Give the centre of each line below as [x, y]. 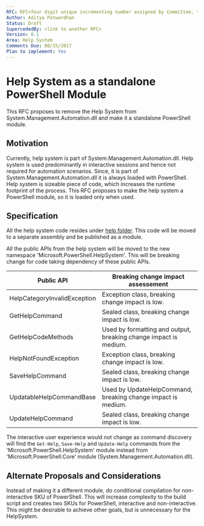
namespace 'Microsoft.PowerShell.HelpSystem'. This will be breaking [93, 255]
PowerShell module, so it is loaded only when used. [71, 197]
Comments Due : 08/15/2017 [39, 46]
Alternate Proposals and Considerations [84, 476]
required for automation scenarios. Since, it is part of [72, 171]
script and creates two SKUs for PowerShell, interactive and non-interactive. [102, 504]
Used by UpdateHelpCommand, [148, 390]
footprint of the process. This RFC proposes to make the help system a [95, 190]
